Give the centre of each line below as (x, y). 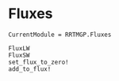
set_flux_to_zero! (38, 62)
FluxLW (19, 48)
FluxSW (19, 55)
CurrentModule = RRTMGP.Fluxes (60, 35)
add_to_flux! (30, 69)
